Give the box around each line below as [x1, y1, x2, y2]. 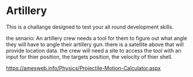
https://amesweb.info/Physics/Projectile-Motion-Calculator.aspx [6, 64, 161, 71]
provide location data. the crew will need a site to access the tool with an [6, 47, 181, 54]
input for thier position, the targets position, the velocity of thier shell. [6, 53, 173, 60]
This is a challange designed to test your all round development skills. [6, 23, 174, 30]
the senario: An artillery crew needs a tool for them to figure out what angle [6, 34, 187, 41]
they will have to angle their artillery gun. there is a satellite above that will [6, 41, 184, 48]
